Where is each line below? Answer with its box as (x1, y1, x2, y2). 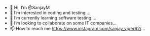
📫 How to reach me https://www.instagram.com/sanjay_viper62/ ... (9, 26, 146, 31)
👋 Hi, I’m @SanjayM (9, 5, 50, 10)
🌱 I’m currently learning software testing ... (9, 15, 97, 20)
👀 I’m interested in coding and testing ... (9, 10, 91, 16)
